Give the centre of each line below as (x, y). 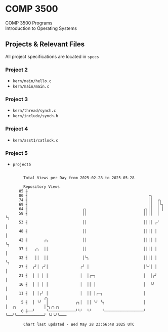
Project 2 (16, 70)
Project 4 (17, 129)
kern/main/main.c (31, 87)
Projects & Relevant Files (45, 44)
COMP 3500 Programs (29, 23)
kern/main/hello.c (32, 81)
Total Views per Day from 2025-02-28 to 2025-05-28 (79, 178)
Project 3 (17, 99)
